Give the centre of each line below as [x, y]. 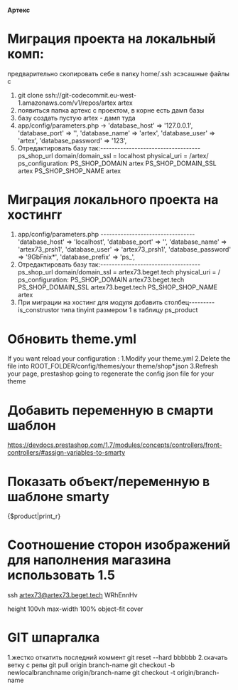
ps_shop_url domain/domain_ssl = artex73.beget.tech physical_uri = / [119, 272]
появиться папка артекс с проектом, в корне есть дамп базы [111, 110]
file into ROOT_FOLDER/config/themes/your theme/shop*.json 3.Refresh [113, 366]
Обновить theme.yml [72, 339]
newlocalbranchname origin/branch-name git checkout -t [91, 673]
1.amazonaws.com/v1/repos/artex [67, 103]
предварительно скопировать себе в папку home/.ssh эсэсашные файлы [118, 73]
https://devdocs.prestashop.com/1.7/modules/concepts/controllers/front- [115, 445]
